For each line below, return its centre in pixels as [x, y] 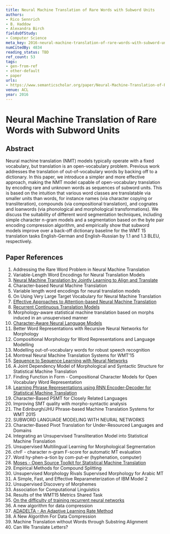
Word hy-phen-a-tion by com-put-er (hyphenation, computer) [77, 457]
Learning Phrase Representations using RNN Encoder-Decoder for [82, 387]
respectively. [19, 241]
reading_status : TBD [27, 52]
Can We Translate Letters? [41, 527]
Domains [22, 430]
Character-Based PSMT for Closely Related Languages [70, 398]
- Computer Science [26, 38]
